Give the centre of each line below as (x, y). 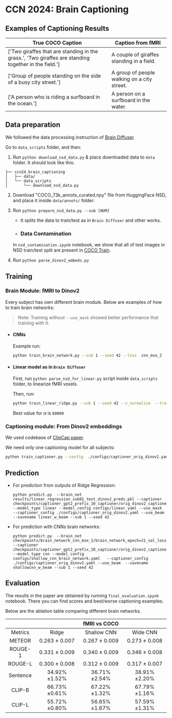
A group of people (133, 73)
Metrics (20, 632)
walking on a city (132, 79)
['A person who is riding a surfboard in (54, 97)
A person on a (128, 94)
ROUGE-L (20, 664)
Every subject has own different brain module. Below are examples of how (84, 302)
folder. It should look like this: (44, 162)
